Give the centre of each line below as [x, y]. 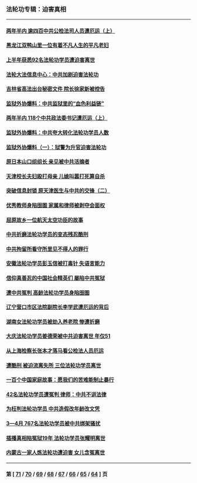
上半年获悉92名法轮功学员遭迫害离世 [50, 60]
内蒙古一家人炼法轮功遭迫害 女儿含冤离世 [56, 452]
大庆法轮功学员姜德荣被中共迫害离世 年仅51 [58, 336]
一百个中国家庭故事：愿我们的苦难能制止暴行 [60, 380]
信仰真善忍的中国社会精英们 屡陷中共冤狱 [56, 278]
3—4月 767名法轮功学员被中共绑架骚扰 [53, 423]
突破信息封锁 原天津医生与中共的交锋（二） [58, 191]
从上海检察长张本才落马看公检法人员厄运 [55, 350]
